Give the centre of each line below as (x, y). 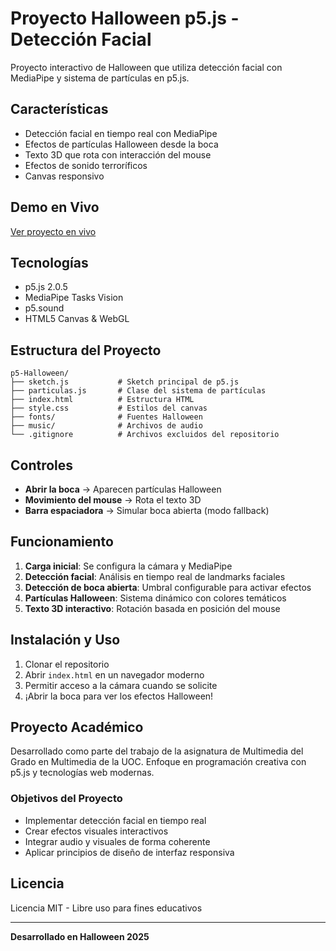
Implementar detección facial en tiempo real (115, 820)
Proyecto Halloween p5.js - (125, 18)
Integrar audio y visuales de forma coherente (117, 841)
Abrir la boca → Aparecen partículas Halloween (123, 489)
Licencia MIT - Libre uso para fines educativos (106, 908)
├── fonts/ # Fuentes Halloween (106, 417)
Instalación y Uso (65, 640)
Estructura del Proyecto (86, 350)
